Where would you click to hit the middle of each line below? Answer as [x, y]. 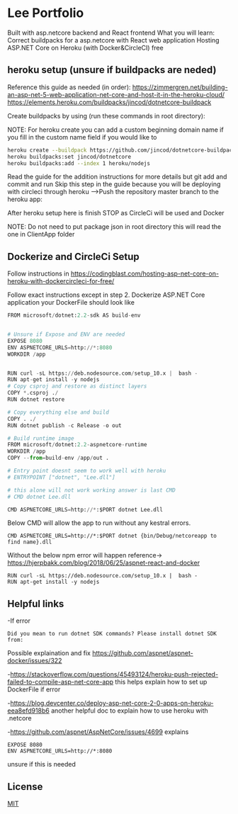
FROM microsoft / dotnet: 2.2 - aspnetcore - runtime [77, 445]
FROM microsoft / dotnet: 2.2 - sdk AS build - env [74, 316]
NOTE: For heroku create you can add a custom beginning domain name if [116, 130]
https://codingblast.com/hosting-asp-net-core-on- [145, 273]
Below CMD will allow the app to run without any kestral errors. [99, 523]
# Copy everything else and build [58, 412]
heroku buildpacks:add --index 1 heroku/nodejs [79, 163]
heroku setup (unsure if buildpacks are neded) [112, 70]
